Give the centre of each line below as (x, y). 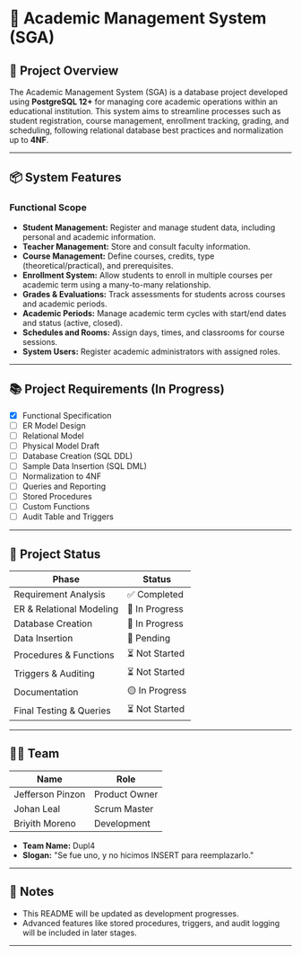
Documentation (46, 692)
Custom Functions (56, 507)
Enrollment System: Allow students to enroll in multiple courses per (147, 275)
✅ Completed (155, 594)
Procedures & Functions (64, 655)
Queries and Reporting (64, 486)
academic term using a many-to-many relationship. (116, 284)
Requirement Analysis (60, 594)
